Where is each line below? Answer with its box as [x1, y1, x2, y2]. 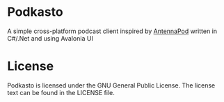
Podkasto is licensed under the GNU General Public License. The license [7, 81, 216, 90]
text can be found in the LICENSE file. [7, 88, 115, 96]
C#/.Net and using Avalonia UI [7, 34, 94, 42]
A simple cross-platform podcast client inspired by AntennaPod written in [7, 27, 218, 35]
